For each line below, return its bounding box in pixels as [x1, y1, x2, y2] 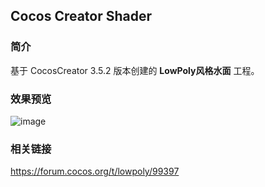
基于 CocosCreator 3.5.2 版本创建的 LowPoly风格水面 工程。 [10, 64, 260, 76]
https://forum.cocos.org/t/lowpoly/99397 [10, 165, 180, 178]
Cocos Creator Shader [10, 8, 153, 25]
